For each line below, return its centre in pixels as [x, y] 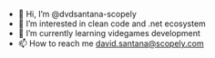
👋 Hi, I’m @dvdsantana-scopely [77, 14]
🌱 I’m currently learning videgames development [109, 33]
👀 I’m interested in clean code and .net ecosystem [112, 24]
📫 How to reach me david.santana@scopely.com [111, 43]
